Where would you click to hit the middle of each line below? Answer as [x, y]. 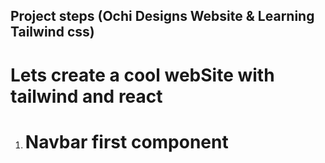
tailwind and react [86, 96]
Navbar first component [126, 141]
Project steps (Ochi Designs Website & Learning [162, 16]
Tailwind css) [52, 32]
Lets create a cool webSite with [142, 75]
